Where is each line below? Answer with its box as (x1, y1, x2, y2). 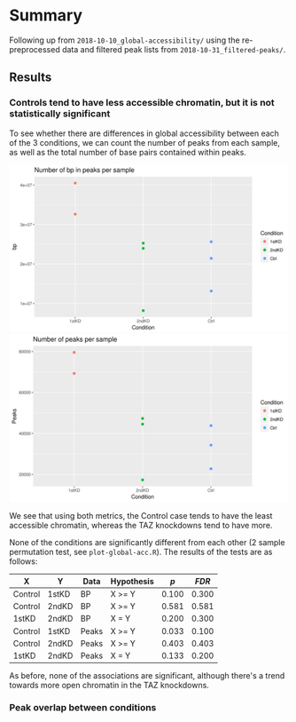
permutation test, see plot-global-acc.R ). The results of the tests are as (9, 547, 273, 558)
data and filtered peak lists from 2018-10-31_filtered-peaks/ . (61, 44, 286, 54)
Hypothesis (110, 575, 154, 586)
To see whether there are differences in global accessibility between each (9, 128, 279, 139)
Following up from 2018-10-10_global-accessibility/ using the (9, 35, 241, 45)
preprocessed (9, 44, 60, 54)
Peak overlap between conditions (9, 702, 157, 714)
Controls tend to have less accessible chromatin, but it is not (9, 97, 275, 109)
